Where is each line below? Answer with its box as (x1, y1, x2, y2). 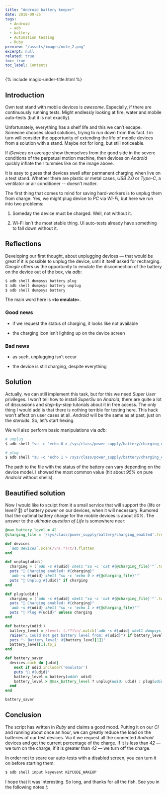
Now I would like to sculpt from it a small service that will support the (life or (5, 502, 161, 508)
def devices (5, 541, 30, 546)
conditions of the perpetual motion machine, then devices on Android (5, 155, 148, 161)
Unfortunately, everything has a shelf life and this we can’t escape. (5, 124, 142, 130)
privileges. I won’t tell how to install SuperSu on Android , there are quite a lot (5, 396, 162, 402)
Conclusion (5, 711, 42, 719)
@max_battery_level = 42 (5, 528, 57, 533)
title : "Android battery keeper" (5, 7, 75, 12)
